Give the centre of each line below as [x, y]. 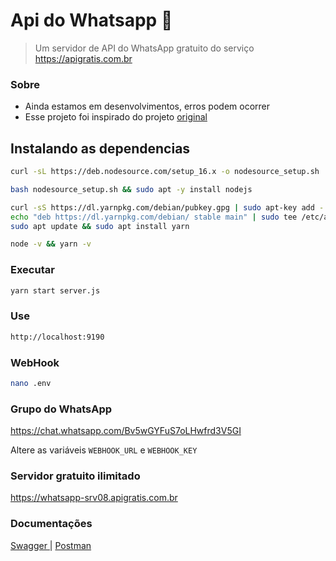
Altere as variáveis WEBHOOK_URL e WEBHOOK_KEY [104, 450]
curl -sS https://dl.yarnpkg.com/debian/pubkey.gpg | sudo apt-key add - [167, 207]
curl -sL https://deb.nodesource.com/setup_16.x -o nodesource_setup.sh [165, 172]
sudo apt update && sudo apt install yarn [100, 226]
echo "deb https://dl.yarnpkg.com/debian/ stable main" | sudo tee [154, 217]
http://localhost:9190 [57, 337]
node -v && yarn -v [51, 244]
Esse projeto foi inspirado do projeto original [116, 117]
